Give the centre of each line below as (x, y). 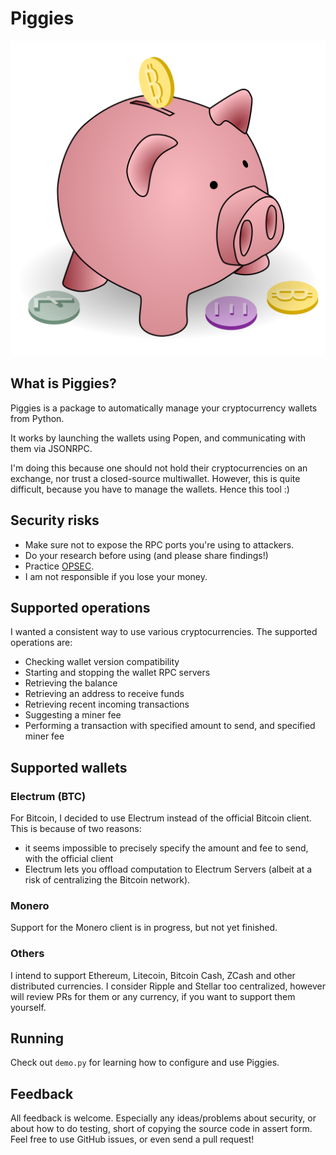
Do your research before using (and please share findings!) (146, 555)
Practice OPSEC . (59, 566)
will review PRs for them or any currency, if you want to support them (153, 996)
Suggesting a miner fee (73, 715)
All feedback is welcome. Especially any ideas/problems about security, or (163, 1118)
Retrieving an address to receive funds (104, 694)
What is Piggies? (63, 383)
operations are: (41, 643)
